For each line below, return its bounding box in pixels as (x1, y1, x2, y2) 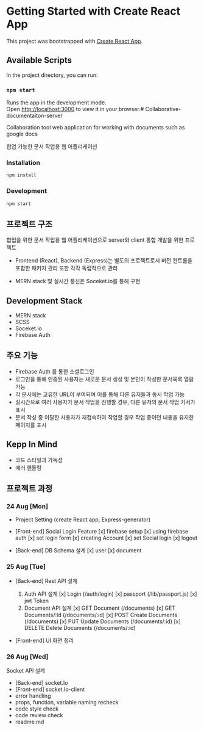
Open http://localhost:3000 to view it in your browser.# (6, 106, 144, 113)
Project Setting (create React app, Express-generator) (15, 516, 151, 523)
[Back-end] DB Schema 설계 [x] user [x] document (15, 547, 142, 554)
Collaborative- (145, 106, 181, 113)
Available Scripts (6, 55, 72, 65)
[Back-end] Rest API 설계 (15, 577, 78, 584)
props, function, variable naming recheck (15, 698, 119, 706)
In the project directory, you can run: (6, 71, 98, 79)
